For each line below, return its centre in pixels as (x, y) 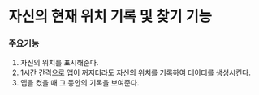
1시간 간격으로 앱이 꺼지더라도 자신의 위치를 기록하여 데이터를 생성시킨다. (136, 72)
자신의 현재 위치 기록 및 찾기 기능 (110, 17)
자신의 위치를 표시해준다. (59, 63)
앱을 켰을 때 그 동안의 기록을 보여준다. (80, 83)
